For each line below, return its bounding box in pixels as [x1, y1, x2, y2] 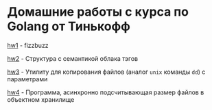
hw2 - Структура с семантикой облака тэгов [7, 54, 139, 62]
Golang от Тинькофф [7, 18, 130, 34]
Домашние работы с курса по [7, 4, 189, 20]
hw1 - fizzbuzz [7, 41, 49, 49]
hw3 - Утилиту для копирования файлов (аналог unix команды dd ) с [7, 68, 206, 76]
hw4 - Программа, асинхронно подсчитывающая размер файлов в [7, 88, 204, 96]
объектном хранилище [7, 95, 75, 103]
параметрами [7, 74, 48, 83]
